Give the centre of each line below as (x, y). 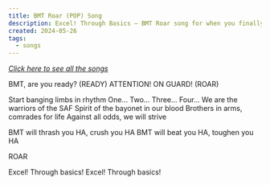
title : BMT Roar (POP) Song (55, 16)
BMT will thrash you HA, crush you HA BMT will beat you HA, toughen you (131, 133)
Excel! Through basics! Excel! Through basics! (85, 172)
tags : (17, 38)
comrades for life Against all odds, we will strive (88, 117)
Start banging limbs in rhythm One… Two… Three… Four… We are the (123, 100)
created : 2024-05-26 (43, 31)
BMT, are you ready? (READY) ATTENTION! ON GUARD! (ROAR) (114, 84)
